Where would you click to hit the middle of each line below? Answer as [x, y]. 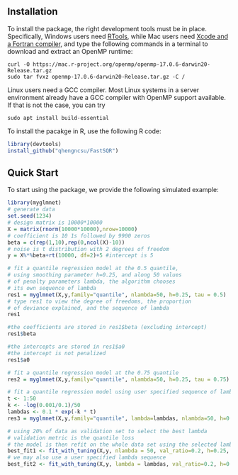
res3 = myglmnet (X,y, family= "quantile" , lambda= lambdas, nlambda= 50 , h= [117, 418]
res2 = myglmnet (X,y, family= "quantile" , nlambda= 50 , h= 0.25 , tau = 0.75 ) [119, 379]
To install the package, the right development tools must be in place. [107, 28]
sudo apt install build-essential [58, 118]
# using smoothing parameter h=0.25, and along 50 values [95, 275]
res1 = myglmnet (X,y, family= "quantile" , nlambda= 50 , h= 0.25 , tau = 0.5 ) [117, 295]
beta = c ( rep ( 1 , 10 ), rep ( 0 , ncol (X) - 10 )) [66, 242]
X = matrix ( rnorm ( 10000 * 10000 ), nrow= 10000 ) [73, 229]
